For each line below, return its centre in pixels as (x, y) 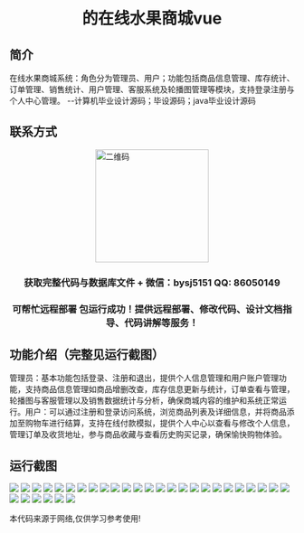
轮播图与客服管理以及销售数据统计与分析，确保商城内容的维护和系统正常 (144, 401)
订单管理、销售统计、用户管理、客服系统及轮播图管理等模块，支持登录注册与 (152, 89)
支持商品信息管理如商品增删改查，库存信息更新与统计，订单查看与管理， (160, 389)
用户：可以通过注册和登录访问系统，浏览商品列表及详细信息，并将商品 (156, 412)
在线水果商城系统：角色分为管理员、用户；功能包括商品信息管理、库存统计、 (152, 78)
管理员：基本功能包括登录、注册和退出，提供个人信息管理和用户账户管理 (144, 378)
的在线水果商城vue (152, 19)
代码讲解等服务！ (161, 323)
